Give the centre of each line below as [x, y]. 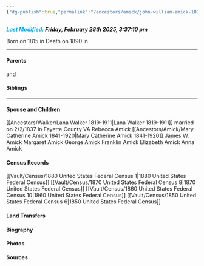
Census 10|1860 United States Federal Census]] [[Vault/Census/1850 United [101, 196]
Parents [16, 61]
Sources [17, 257]
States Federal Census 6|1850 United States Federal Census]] [83, 202]
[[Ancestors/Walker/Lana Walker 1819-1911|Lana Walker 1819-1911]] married [100, 123]
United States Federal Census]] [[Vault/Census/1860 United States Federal [100, 189]
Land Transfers [26, 216]
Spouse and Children [33, 109]
